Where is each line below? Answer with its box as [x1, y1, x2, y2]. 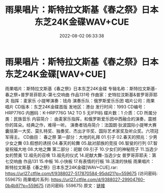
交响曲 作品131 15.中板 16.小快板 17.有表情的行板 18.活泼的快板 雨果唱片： [9, 158, 155, 164]
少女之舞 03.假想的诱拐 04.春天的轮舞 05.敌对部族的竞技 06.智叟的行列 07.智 [5, 140, 158, 146]
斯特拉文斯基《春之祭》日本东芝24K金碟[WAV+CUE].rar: [5, 164, 118, 170]
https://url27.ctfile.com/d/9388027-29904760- [51, 177, 145, 182]
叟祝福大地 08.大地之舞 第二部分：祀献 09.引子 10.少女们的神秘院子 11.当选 [5, 146, 154, 152]
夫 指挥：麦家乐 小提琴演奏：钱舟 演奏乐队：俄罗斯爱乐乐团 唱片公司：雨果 [5, 97, 155, 103]
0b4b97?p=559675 [5, 182, 44, 188]
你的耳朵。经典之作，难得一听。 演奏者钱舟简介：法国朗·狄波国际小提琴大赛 [5, 122, 157, 128]
